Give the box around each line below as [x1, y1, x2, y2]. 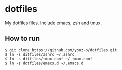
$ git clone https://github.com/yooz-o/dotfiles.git [5, 47, 117, 53]
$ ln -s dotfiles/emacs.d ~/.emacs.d [5, 61, 84, 66]
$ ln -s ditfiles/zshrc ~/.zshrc [5, 52, 75, 57]
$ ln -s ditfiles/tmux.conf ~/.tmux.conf [5, 56, 93, 61]
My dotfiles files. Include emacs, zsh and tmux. [5, 20, 102, 26]
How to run [5, 34, 40, 43]
